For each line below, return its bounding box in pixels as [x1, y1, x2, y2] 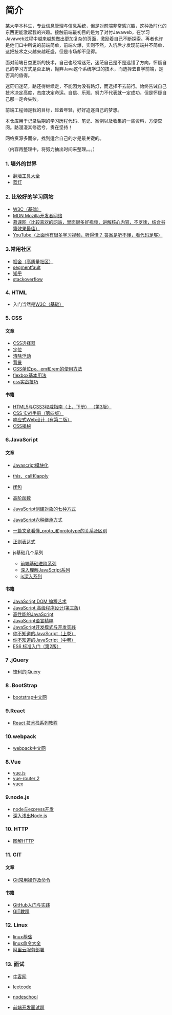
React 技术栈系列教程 [12, 719, 58, 726]
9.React [5, 707, 26, 714]
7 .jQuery [5, 656, 29, 663]
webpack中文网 [12, 745, 46, 751]
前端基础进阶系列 [20, 560, 57, 566]
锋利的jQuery [12, 669, 41, 675]
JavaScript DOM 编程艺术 [12, 598, 67, 604]
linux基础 [12, 934, 32, 940]
